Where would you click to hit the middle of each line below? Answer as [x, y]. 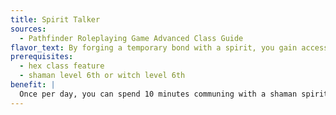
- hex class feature [62, 66]
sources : [28, 29]
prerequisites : [42, 57]
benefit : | [33, 85]
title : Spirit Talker [55, 19]
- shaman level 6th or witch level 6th [102, 76]
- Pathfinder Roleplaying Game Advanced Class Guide [131, 38]
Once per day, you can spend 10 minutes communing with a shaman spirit [174, 94]
